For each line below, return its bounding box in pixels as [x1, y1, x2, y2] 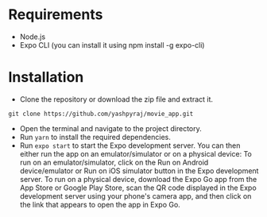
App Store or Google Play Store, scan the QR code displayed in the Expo [19, 183, 257, 192]
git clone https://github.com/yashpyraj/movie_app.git [8, 110, 194, 118]
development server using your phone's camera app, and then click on [19, 191, 252, 200]
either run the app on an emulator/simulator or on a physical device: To [19, 149, 252, 158]
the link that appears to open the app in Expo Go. [19, 200, 180, 209]
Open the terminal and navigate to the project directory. [19, 123, 203, 133]
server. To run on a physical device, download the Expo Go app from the [19, 174, 257, 184]
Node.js [19, 32, 46, 41]
